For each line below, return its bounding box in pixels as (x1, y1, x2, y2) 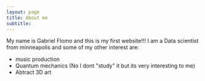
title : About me (6, 15, 48, 21)
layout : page (6, 9, 40, 15)
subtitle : (6, 20, 32, 26)
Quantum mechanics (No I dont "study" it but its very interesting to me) (15, 62, 195, 69)
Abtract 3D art (15, 69, 52, 76)
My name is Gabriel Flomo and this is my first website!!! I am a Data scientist (6, 37, 199, 45)
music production (15, 56, 60, 63)
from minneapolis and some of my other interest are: (6, 44, 139, 51)
